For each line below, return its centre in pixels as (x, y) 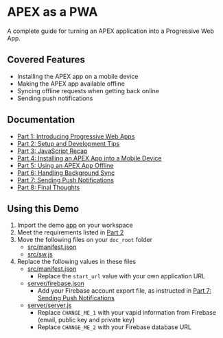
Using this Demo (43, 209)
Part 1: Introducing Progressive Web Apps (76, 136)
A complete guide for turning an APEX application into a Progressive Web (111, 31)
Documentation (41, 120)
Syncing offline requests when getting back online (88, 90)
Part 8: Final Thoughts (48, 187)
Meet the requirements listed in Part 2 (70, 232)
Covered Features (46, 60)
